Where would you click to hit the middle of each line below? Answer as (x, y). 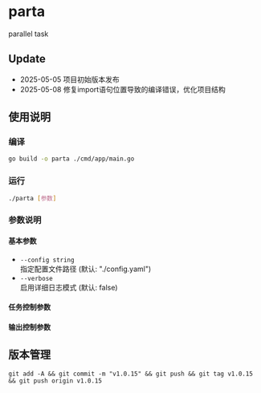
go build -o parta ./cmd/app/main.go (71, 159)
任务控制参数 (29, 307)
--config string (47, 260)
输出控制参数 (29, 326)
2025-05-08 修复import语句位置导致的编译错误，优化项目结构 (123, 89)
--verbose (37, 278)
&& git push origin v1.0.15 (55, 381)
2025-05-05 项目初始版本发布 (70, 79)
